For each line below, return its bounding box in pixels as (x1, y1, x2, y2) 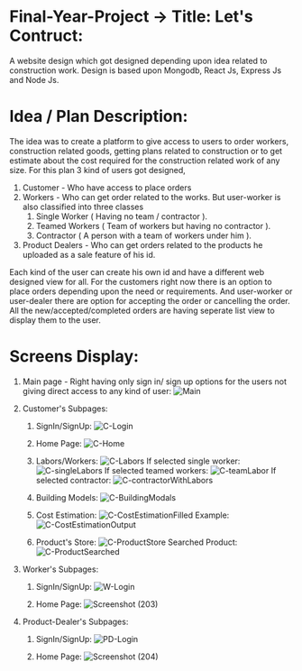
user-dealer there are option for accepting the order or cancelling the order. (9, 295, 290, 306)
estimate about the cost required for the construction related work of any (9, 155, 280, 166)
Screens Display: (9, 346, 140, 367)
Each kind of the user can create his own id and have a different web (9, 266, 265, 277)
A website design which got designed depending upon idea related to (9, 55, 268, 66)
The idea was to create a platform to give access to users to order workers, (9, 135, 289, 146)
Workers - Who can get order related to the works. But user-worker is (22, 191, 281, 202)
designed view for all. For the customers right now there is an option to (9, 276, 272, 287)
